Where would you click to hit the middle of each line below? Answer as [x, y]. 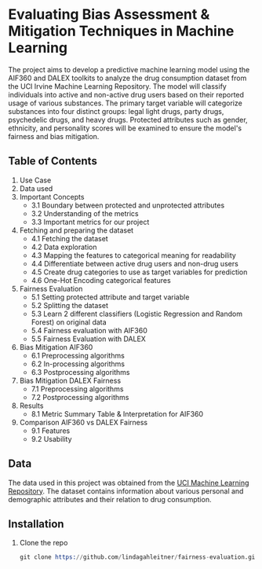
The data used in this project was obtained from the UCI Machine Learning [129, 483]
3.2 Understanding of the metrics [85, 213]
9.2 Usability [51, 439]
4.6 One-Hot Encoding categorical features [101, 280]
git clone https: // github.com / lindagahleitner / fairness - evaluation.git [139, 557]
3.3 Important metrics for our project [90, 222]
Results [31, 406]
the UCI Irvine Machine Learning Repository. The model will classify [118, 86]
